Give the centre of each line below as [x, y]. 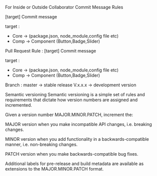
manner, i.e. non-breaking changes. [41, 144]
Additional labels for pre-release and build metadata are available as [75, 164]
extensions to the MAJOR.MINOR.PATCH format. [54, 169]
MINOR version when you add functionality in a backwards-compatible [77, 139]
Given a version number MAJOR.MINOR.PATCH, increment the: [69, 115]
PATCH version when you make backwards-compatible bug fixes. [72, 154]
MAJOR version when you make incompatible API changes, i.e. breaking [78, 124]
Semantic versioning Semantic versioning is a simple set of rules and [75, 94]
